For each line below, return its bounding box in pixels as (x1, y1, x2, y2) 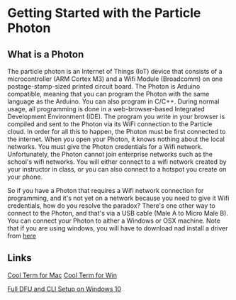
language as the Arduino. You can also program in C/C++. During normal (7, 97, 220, 106)
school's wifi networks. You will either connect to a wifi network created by (7, 157, 227, 166)
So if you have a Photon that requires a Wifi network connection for (7, 187, 204, 194)
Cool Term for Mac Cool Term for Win (7, 271, 117, 279)
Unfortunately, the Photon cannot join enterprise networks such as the (7, 150, 213, 158)
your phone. (7, 172, 43, 181)
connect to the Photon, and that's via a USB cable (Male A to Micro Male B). (7, 209, 229, 217)
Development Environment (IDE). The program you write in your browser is (7, 112, 225, 121)
